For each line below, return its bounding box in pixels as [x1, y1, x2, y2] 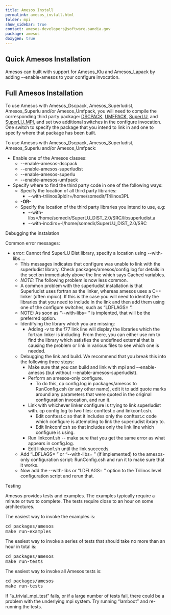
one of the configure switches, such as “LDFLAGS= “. [20, 304, 133, 310]
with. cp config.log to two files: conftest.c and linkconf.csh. [28, 407, 153, 413]
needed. [28, 347, 46, 354]
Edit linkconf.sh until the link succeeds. [28, 446, 110, 452]
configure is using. [35, 429, 75, 435]
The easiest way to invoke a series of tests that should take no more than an [5, 538, 165, 544]
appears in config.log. [28, 440, 75, 446]
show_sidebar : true [5, 21, 47, 27]
